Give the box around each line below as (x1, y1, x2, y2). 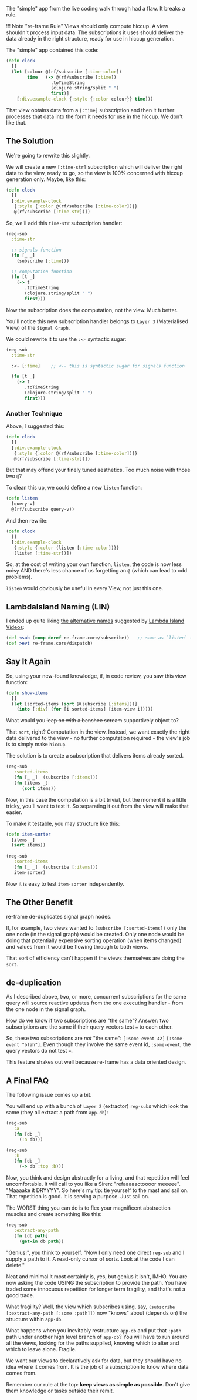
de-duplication (6, 977, 62, 987)
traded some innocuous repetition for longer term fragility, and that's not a (6, 1285, 186, 1292)
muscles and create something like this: (6, 1211, 102, 1218)
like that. (6, 119, 27, 126)
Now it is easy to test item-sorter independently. (6, 880, 124, 887)
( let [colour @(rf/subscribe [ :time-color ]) (11, 69, 122, 75)
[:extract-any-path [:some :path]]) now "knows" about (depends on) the (6, 1309, 188, 1316)
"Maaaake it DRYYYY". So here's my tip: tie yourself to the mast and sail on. (6, 1187, 189, 1194)
